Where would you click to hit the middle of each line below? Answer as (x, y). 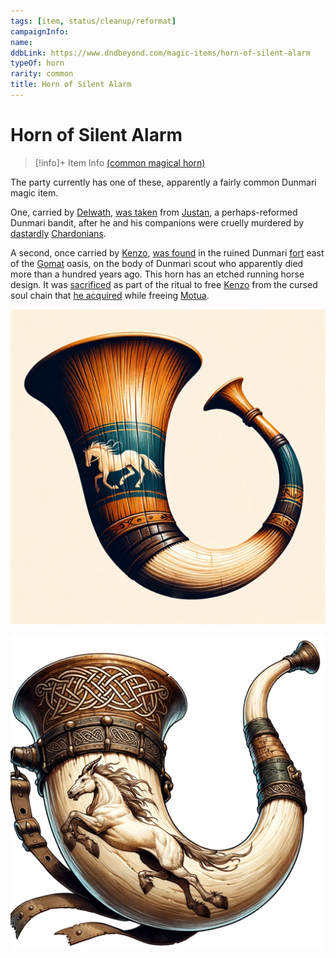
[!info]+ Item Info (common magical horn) (120, 162)
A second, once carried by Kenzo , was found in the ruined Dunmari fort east (167, 252)
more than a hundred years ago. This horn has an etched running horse (157, 274)
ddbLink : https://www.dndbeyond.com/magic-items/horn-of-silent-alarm (160, 53)
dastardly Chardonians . (58, 233)
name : (21, 42)
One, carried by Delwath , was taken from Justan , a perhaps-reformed (154, 212)
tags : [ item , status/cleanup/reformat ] (93, 21)
